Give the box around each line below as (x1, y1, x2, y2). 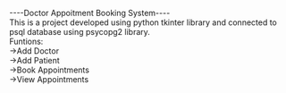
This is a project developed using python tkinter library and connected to (9, 17, 277, 28)
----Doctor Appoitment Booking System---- (9, 8, 171, 18)
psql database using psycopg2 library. (9, 27, 150, 37)
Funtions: (9, 36, 44, 46)
